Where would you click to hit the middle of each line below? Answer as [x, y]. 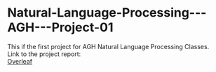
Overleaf [20, 61]
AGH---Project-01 [60, 27]
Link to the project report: [44, 54]
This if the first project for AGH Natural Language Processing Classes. [108, 46]
